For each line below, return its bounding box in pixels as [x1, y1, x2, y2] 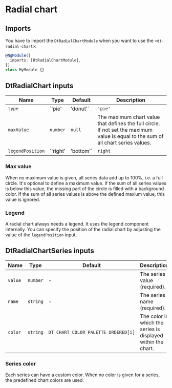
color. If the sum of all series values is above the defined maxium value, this [5, 191, 165, 197]
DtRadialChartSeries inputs [5, 247, 95, 255]
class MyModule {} [5, 67, 45, 72]
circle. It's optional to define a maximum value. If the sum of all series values [5, 180, 166, 186]
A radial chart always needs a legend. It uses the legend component [5, 220, 149, 227]
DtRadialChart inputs [5, 81, 74, 90]
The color [140, 313, 163, 320]
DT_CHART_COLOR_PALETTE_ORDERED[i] [48, 329, 135, 335]
